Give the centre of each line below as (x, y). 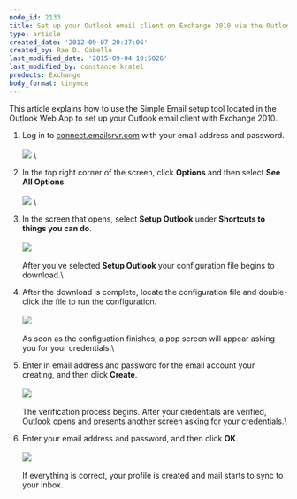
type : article (35, 34)
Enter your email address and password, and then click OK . (130, 438)
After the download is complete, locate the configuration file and (139, 292)
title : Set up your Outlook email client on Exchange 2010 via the (136, 26)
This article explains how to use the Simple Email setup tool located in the (143, 108)
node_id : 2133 (35, 17)
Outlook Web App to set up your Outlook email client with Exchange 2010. (144, 118)
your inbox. (42, 485)
